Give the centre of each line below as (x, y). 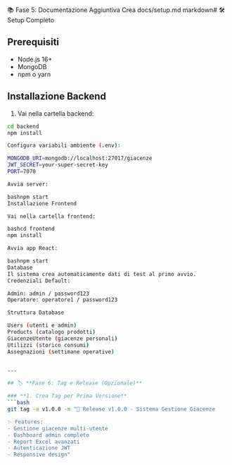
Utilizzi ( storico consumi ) (49, 345)
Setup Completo (31, 20)
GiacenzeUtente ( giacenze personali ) (63, 338)
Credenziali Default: (39, 281)
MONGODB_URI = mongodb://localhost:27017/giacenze (80, 158)
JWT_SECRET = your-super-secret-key (58, 165)
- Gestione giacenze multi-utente (58, 428)
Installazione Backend (57, 96)
